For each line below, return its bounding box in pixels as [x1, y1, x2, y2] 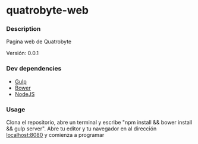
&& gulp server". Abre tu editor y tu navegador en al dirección [6, 125, 157, 132]
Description [6, 25, 41, 33]
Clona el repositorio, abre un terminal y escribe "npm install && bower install [6, 119, 193, 126]
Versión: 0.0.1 [6, 50, 39, 57]
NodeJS [14, 90, 35, 98]
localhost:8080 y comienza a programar [6, 132, 105, 139]
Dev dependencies [6, 65, 62, 73]
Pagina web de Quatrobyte [6, 38, 72, 45]
